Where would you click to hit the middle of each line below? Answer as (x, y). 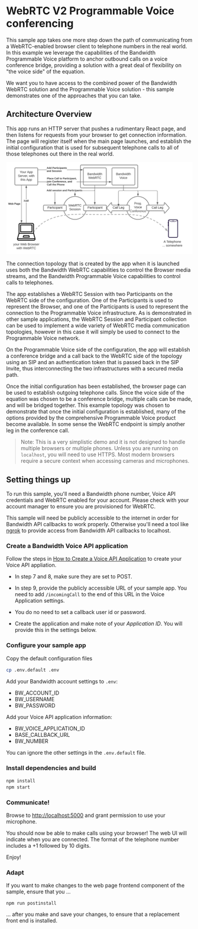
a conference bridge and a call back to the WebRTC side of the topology (94, 356)
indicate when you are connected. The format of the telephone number (92, 839)
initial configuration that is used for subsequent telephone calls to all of (92, 147)
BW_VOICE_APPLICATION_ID (50, 728)
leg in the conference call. (38, 431)
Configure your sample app (46, 645)
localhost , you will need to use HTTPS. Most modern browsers (98, 454)
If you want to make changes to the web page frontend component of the (95, 886)
